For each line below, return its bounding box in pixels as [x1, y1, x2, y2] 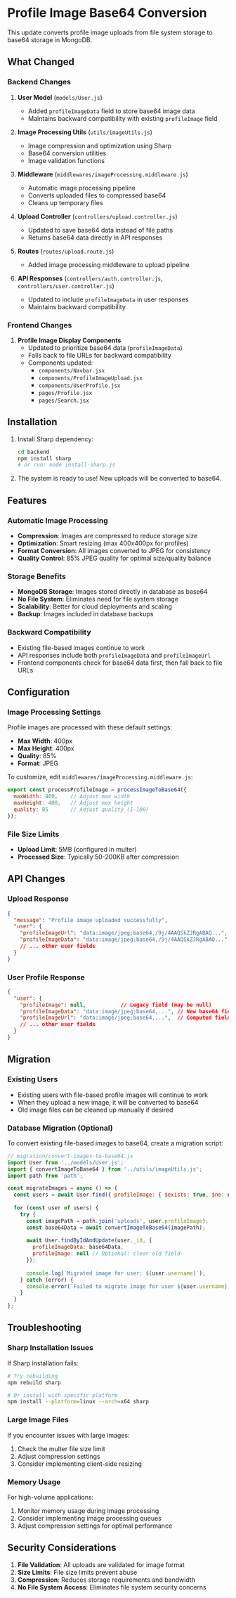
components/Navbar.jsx [38, 367, 105, 374]
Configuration [7, 687, 70, 699]
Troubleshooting [7, 1322, 82, 1334]
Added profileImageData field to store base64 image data [27, 107, 195, 115]
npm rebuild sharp [7, 1379, 61, 1386]
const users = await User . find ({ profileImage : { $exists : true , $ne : [13, 1191, 225, 1199]
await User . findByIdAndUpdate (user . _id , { [25, 1237, 152, 1245]
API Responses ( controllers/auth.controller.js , [17, 274, 163, 282]
